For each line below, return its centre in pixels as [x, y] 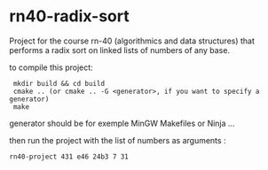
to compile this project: [51, 67]
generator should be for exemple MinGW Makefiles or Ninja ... [122, 123]
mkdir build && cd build [59, 83]
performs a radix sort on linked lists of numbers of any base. [120, 50]
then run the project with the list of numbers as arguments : [118, 140]
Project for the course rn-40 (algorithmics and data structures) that [132, 41]
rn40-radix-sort [70, 16]
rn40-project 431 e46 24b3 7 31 [69, 157]
